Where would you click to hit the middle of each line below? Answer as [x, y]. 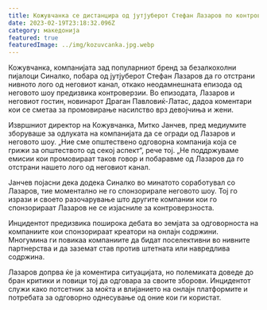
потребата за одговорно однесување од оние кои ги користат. [115, 297]
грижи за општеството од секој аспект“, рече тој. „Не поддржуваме [124, 151]
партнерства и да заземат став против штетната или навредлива [119, 249]
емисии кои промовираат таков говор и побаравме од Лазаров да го [126, 159]
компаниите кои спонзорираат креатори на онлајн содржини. [113, 232]
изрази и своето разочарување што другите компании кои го [112, 200]
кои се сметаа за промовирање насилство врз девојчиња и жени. [121, 110]
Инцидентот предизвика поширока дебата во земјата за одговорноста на [133, 224]
